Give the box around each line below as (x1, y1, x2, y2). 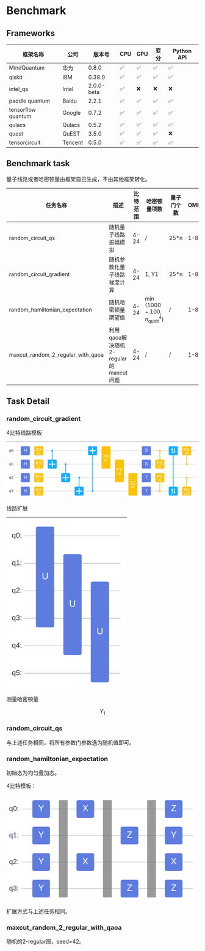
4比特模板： (6, 782, 37, 790)
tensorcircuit (9, 139, 41, 146)
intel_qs (9, 85, 29, 92)
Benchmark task (6, 158, 70, 169)
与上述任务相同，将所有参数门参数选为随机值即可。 (6, 738, 135, 746)
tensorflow (9, 106, 37, 113)
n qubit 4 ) (145, 315, 164, 324)
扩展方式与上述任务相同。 (6, 908, 71, 915)
